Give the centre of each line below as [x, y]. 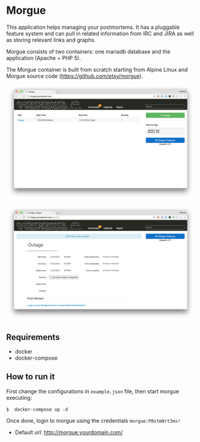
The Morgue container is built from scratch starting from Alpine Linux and [97, 69]
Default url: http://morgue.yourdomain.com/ [69, 432]
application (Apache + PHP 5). [43, 58]
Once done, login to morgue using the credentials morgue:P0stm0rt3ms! [93, 420]
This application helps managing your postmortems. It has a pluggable [93, 27]
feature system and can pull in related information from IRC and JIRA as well [100, 33]
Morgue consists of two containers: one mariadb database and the [88, 51]
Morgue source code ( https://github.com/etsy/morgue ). [75, 76]
